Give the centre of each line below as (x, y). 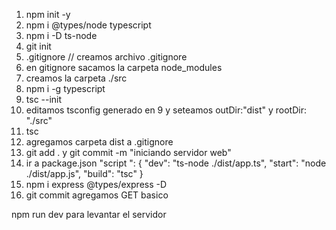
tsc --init (44, 99)
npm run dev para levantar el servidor (89, 214)
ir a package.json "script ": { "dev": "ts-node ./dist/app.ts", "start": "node (176, 163)
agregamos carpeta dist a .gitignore (99, 142)
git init (38, 46)
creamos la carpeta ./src (76, 78)
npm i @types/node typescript (88, 25)
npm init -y (48, 14)
